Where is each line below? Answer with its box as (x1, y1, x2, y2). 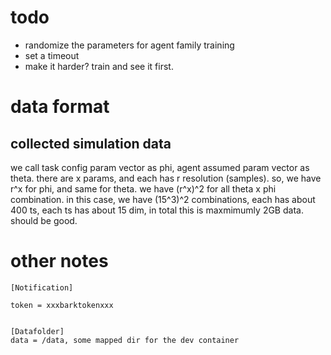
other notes (10, 250, 109, 273)
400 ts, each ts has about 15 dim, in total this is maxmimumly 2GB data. (10, 204, 304, 216)
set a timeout (24, 49, 80, 61)
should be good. (10, 214, 78, 226)
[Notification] (10, 282, 74, 293)
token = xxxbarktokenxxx (10, 300, 114, 310)
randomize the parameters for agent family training (24, 39, 235, 51)
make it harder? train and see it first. (24, 60, 174, 72)
